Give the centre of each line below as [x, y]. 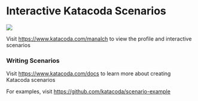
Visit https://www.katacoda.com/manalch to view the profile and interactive [99, 39]
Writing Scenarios [33, 60]
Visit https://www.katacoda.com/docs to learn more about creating [89, 74]
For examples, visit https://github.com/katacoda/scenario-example [88, 91]
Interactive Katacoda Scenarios [86, 11]
